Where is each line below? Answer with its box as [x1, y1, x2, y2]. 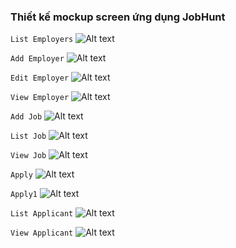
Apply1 [10, 190, 38, 200]
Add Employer [10, 54, 65, 64]
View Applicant [10, 228, 74, 239]
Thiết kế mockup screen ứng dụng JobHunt [10, 10, 226, 24]
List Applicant [10, 209, 74, 219]
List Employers [10, 35, 74, 45]
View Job [10, 151, 47, 161]
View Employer [10, 93, 70, 103]
